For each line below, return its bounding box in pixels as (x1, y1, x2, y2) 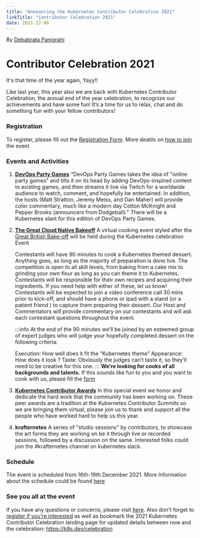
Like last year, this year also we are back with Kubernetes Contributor (6, 88, 177, 95)
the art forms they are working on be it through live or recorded (14, 430, 171, 437)
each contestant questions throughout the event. (14, 314, 136, 321)
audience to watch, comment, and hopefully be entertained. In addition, (14, 189, 191, 197)
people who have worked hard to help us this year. (14, 412, 139, 419)
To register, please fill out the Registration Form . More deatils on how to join (6, 135, 192, 143)
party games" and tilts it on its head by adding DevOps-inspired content (14, 177, 192, 184)
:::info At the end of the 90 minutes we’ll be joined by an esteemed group (14, 326, 195, 333)
